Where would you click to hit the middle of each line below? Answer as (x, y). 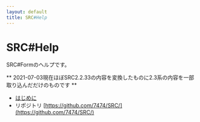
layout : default (27, 12)
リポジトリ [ (30, 106)
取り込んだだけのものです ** (42, 85)
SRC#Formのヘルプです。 (38, 65)
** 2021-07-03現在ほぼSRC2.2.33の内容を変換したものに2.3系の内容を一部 (100, 78)
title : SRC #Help (27, 18)
